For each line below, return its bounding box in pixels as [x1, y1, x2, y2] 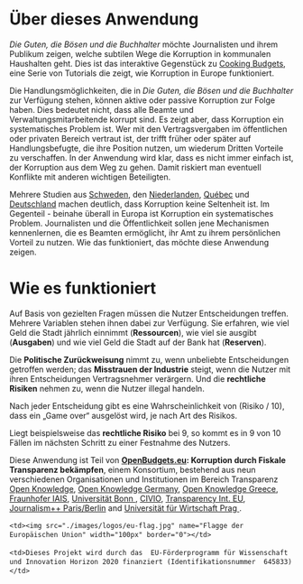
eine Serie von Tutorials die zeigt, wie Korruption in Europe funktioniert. [9, 68, 275, 79]
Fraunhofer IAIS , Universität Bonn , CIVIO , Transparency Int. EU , [9, 493, 246, 504]
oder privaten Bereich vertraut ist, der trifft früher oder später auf [9, 133, 252, 144]
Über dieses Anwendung [9, 9, 199, 30]
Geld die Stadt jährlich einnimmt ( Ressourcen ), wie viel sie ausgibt [9, 327, 257, 338]
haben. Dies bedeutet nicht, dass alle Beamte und [9, 104, 194, 115]
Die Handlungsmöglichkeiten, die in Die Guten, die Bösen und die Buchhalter [9, 85, 294, 96]
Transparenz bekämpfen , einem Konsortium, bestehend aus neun [9, 464, 256, 475]
